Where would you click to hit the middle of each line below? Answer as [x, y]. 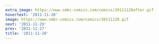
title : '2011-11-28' [27, 33]
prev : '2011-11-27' [26, 29]
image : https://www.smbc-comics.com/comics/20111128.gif [67, 19]
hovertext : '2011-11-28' [32, 15]
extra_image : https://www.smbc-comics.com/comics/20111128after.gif [79, 10]
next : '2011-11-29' [26, 24]
